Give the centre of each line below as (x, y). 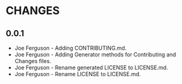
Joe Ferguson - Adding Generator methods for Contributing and (95, 55)
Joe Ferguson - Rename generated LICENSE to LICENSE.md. (91, 67)
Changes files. (33, 61)
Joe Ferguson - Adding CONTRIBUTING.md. (70, 48)
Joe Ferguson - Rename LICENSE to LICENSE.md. (78, 74)
